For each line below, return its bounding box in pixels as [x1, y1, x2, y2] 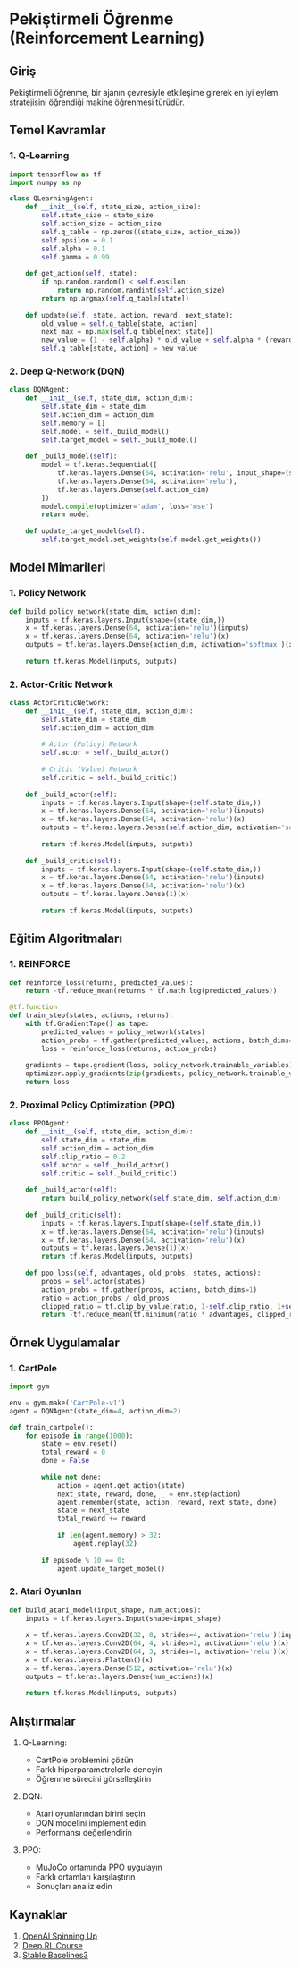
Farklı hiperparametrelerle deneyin [35, 1764, 163, 1775]
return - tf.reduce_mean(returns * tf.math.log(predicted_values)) [25, 987, 278, 996]
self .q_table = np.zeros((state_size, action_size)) [41, 227, 242, 236]
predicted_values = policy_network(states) [41, 1027, 205, 1037]
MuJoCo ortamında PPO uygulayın [35, 1862, 162, 1873]
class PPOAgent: [9, 1119, 70, 1128]
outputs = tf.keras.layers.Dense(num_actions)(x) [25, 1672, 214, 1681]
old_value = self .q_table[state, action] [41, 318, 198, 328]
